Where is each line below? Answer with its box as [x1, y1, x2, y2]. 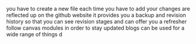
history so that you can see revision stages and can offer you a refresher [6, 18, 187, 25]
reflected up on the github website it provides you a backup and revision [6, 11, 186, 19]
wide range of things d [6, 31, 63, 38]
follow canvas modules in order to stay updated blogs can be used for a [6, 24, 185, 31]
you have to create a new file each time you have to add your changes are [6, 5, 191, 12]
